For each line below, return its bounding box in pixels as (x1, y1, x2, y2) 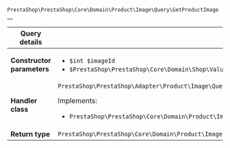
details (19, 38, 42, 47)
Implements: (57, 96, 98, 106)
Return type (10, 129, 51, 138)
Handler (10, 96, 38, 106)
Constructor (10, 56, 51, 65)
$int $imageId (69, 57, 115, 64)
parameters (10, 64, 49, 73)
